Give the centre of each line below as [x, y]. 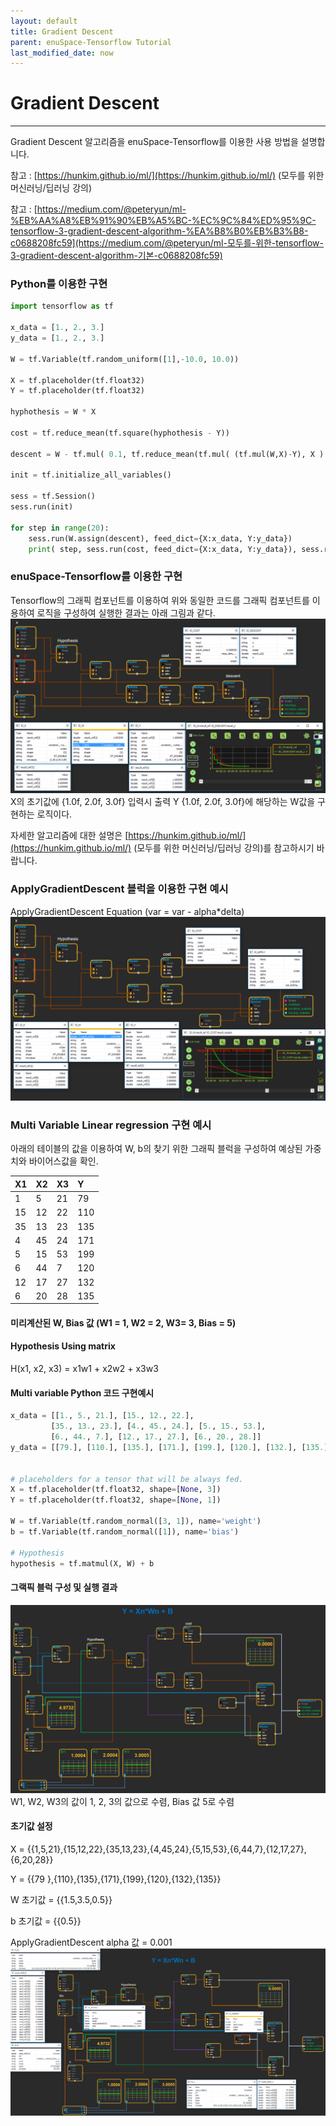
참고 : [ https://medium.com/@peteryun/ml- [98, 209]
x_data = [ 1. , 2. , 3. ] [57, 328]
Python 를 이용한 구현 [59, 284]
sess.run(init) [42, 507]
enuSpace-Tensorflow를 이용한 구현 [96, 577]
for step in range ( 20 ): [60, 528]
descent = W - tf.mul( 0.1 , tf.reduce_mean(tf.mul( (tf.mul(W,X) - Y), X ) [167, 454]
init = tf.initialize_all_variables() [91, 475]
